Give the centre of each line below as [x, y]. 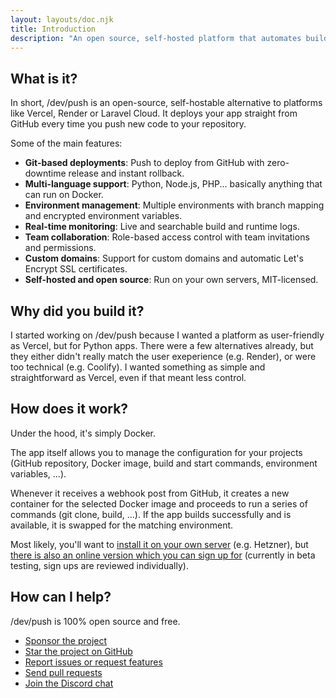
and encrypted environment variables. [103, 216]
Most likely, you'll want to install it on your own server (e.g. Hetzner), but [159, 544]
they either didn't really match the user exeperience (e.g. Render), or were [163, 356]
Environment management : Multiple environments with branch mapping [174, 205]
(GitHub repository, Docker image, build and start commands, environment [164, 463]
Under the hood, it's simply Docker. [83, 433]
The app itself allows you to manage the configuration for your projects [156, 452]
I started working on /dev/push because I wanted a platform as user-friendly [167, 335]
